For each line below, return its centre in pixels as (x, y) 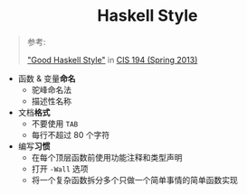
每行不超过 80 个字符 (71, 134)
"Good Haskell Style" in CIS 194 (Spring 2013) (112, 60)
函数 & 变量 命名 (47, 79)
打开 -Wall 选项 (60, 169)
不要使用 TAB (55, 124)
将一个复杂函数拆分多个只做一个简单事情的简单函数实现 (134, 180)
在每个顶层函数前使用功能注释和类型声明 (107, 157)
